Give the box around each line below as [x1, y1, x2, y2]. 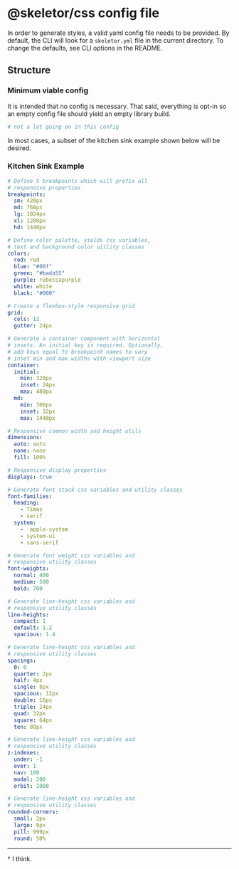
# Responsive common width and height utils [7, 427, 142, 435]
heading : [14, 500, 40, 507]
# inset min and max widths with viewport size [7, 354, 152, 362]
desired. [7, 144, 32, 152]
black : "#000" [14, 290, 55, 297]
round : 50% [14, 835, 46, 842]
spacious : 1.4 [14, 631, 55, 638]
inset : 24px [20, 381, 55, 389]
